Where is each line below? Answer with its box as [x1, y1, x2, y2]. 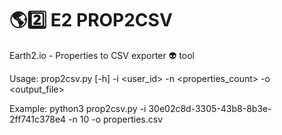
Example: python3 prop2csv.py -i [9, 102, 147, 114]
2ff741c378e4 [9, 113, 67, 125]
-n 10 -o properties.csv [68, 113, 164, 125]
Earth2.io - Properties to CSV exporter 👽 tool [9, 49, 195, 61]
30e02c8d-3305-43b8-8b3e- [148, 102, 272, 114]
